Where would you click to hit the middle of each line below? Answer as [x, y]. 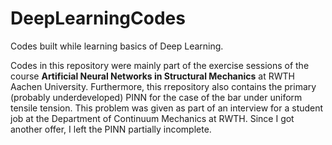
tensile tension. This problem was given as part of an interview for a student [167, 108]
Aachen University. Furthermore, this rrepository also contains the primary [163, 86]
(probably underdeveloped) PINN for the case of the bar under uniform [156, 97]
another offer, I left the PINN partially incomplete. [111, 129]
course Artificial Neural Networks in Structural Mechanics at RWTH [152, 76]
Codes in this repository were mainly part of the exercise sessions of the [160, 65]
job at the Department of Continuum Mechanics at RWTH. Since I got [152, 118]
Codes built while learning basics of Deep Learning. [117, 46]
